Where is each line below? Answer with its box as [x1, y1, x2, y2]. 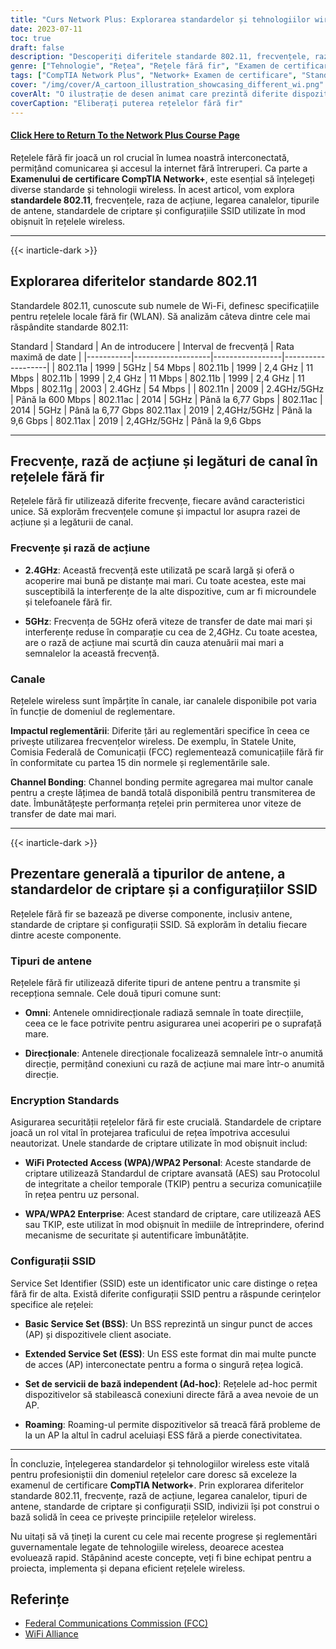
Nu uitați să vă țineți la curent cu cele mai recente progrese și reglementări [10, 1530, 318, 1542]
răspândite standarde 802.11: [10, 321, 129, 333]
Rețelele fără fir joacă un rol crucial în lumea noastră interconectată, [10, 151, 290, 163]
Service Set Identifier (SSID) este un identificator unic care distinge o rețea [10, 1277, 318, 1289]
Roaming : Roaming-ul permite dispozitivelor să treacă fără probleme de [24, 1418, 321, 1430]
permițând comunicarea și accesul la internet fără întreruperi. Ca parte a [10, 162, 308, 174]
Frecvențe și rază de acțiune [10, 541, 151, 555]
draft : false [10, 42, 65, 53]
